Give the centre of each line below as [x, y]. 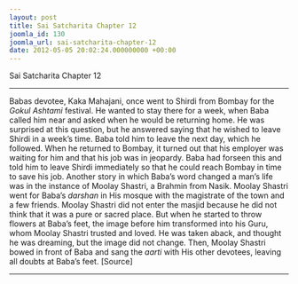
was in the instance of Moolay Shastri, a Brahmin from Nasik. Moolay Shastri [149, 186]
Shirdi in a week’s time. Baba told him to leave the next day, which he [135, 139]
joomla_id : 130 [37, 34]
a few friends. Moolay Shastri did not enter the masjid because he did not [143, 205]
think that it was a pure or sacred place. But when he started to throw [136, 215]
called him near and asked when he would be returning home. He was [137, 120]
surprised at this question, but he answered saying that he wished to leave [145, 130]
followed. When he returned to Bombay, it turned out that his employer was [146, 148]
